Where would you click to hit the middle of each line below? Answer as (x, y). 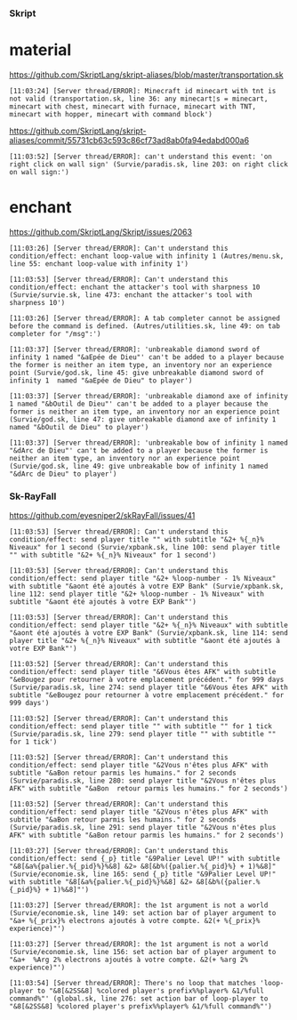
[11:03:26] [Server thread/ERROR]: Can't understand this (119, 248)
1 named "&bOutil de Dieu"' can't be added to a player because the (139, 404)
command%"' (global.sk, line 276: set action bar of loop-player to (139, 999)
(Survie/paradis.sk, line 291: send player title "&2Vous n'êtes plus (143, 828)
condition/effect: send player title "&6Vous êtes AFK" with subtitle (143, 672)
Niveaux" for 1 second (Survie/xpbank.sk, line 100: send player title (144, 548)
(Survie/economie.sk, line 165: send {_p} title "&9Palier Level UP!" (143, 874)
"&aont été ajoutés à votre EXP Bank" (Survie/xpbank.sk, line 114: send (149, 633)
